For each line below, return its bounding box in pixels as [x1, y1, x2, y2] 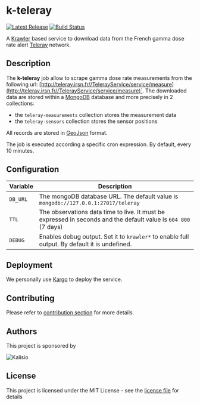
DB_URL [9, 196, 28, 203]
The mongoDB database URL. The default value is [39, 192, 179, 200]
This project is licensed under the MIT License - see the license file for [6, 387, 180, 394]
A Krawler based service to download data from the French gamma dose [6, 35, 185, 42]
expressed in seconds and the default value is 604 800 [39, 215, 190, 224]
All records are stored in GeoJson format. [6, 129, 108, 136]
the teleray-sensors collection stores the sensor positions [14, 118, 158, 125]
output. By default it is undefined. [39, 240, 132, 248]
